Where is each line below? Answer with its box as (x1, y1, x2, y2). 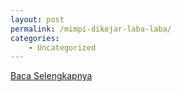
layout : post (10, 14, 65, 25)
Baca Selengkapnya (10, 70, 93, 82)
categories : (10, 33, 60, 43)
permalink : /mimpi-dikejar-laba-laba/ (10, 24, 172, 34)
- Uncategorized (28, 42, 97, 53)
